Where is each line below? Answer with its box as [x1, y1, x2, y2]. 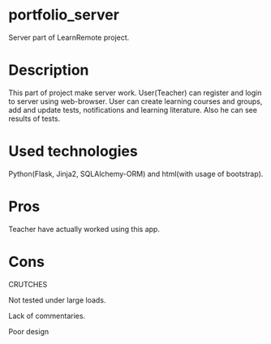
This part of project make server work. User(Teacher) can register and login [8, 88, 262, 97]
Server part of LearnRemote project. [8, 32, 130, 42]
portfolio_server [8, 6, 120, 24]
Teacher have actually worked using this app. [8, 224, 161, 234]
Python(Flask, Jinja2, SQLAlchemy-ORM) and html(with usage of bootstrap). [8, 169, 264, 178]
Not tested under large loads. [8, 295, 106, 305]
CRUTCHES [8, 279, 48, 289]
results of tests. [8, 114, 61, 123]
